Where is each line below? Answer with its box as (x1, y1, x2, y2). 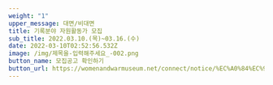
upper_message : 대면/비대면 (8, 19, 95, 28)
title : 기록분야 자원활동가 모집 (8, 27, 103, 35)
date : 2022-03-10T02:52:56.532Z (8, 42, 118, 50)
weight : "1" (8, 11, 49, 20)
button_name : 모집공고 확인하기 (8, 57, 104, 66)
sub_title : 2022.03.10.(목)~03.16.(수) (8, 34, 141, 43)
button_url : (8, 65, 49, 73)
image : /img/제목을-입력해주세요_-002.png (8, 49, 139, 57)
